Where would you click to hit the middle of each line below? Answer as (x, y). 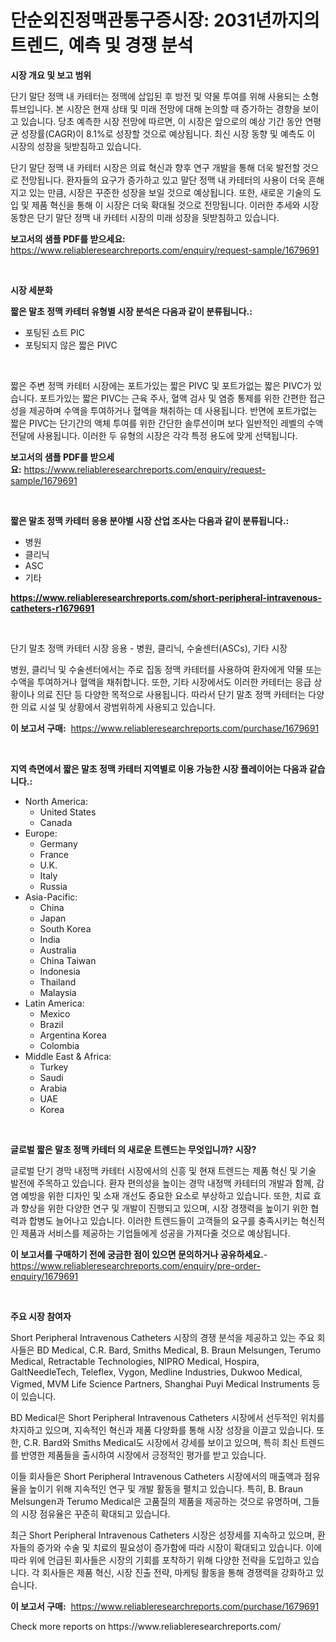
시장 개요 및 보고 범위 (51, 75)
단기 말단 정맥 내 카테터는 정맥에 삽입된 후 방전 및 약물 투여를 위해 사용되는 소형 (165, 96)
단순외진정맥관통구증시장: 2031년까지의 (165, 20)
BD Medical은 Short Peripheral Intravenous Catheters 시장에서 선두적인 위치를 (167, 1417)
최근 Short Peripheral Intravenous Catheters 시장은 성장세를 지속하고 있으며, (162, 1535)
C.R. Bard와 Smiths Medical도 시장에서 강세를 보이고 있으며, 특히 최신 (161, 1442)
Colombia (59, 1045)
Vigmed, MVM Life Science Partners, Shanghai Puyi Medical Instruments (160, 1383)
